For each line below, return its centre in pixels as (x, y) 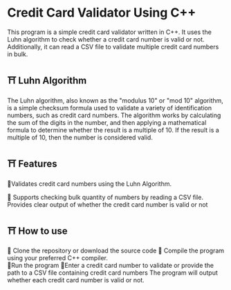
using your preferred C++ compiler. (58, 258)
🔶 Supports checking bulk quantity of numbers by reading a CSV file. (105, 197)
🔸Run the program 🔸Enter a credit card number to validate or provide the (111, 266)
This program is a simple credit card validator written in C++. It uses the (110, 32)
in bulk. (18, 54)
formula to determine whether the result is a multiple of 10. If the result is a (113, 130)
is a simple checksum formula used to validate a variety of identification (110, 108)
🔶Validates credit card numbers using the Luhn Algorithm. (89, 184)
